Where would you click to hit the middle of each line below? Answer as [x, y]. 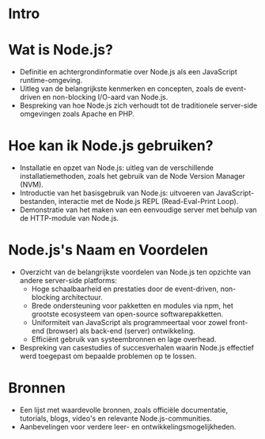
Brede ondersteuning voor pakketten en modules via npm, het [132, 306]
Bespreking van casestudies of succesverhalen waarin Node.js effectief [137, 348]
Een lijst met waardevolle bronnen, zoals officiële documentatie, [124, 410]
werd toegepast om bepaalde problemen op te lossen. [108, 356]
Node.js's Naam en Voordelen [108, 250]
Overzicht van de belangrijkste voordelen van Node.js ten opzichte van [135, 272]
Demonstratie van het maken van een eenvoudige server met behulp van [138, 210]
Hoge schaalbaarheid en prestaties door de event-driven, [125, 289]
